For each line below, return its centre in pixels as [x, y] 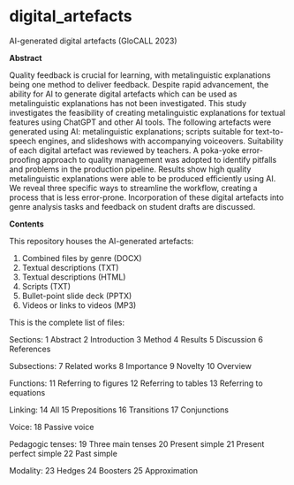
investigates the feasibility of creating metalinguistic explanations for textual [147, 112]
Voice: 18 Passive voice [52, 427]
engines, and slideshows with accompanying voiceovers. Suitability [161, 141]
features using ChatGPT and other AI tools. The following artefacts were [140, 122]
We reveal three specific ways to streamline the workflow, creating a [133, 188]
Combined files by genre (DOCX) [82, 258]
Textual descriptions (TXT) [70, 267]
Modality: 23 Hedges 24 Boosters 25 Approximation [104, 470]
